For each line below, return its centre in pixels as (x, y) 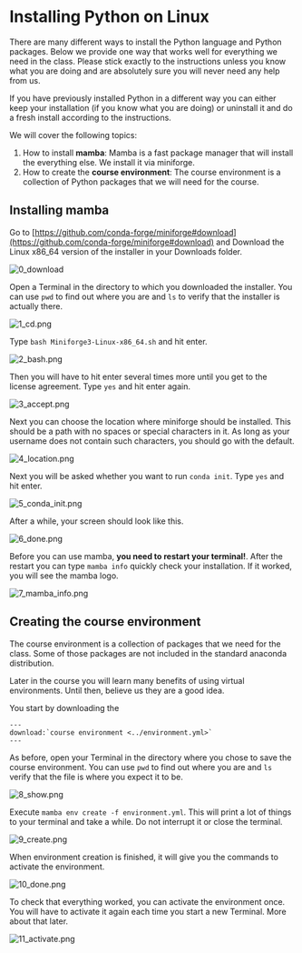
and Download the (250, 242)
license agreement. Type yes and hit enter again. (100, 386)
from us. (25, 80)
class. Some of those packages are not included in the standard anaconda (148, 653)
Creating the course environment (105, 622)
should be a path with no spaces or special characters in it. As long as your (150, 431)
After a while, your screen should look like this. (97, 521)
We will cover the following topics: (73, 135)
